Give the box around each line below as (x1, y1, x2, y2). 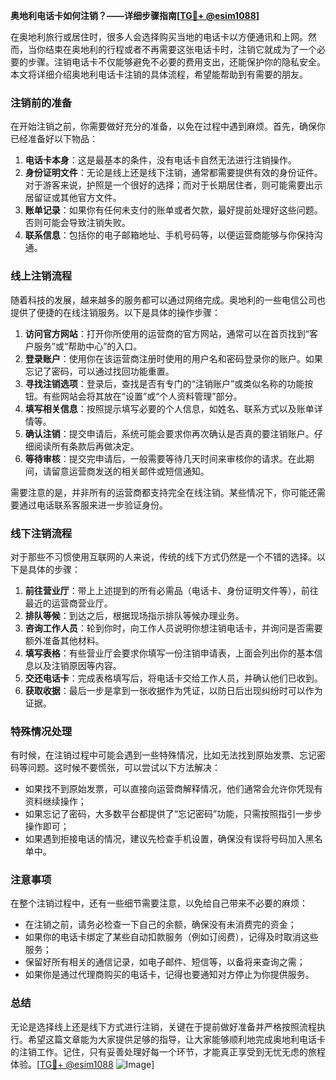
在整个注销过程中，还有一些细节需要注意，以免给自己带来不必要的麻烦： (10, 897, 308, 909)
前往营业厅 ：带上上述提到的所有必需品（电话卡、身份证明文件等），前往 (24, 584, 319, 596)
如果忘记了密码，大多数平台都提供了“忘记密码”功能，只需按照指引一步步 (24, 808, 323, 820)
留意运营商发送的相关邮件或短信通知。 (51, 465, 210, 477)
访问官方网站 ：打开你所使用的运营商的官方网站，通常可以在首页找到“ (24, 327, 310, 339)
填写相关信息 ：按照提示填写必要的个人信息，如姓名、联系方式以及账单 (24, 402, 315, 414)
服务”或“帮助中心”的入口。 (33, 340, 143, 352)
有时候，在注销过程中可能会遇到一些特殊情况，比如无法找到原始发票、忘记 (10, 749, 317, 761)
